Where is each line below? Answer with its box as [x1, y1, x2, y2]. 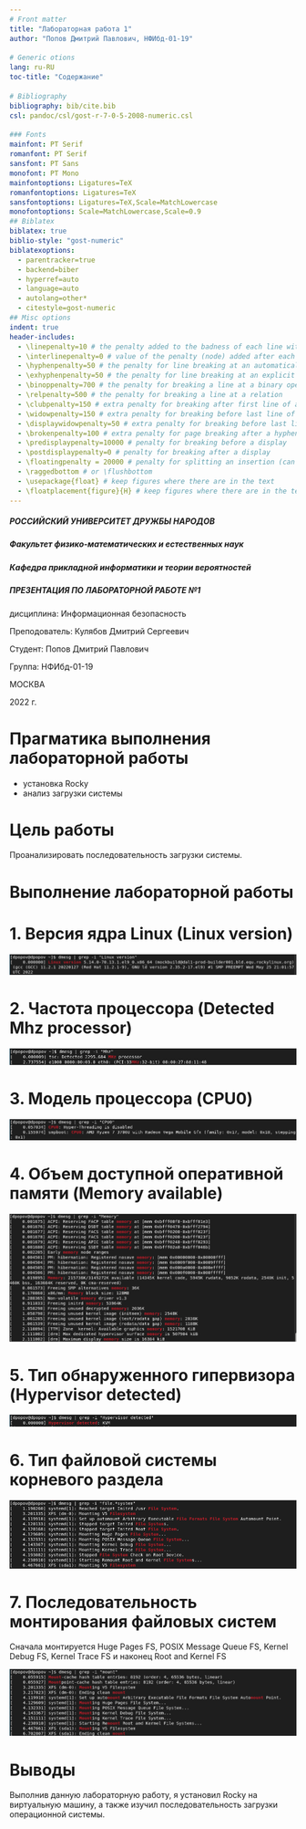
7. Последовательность [9, 1592, 198, 1613]
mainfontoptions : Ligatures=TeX [9, 178, 132, 187]
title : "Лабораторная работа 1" [9, 24, 132, 34]
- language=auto [17, 284, 79, 294]
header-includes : [9, 332, 76, 341]
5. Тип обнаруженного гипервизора [9, 1364, 296, 1385]
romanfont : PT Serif [9, 150, 88, 159]
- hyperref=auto [17, 275, 79, 284]
